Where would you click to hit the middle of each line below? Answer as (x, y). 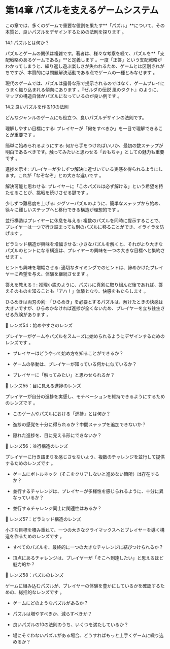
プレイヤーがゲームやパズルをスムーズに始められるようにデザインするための (85, 336)
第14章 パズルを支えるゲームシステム (82, 10)
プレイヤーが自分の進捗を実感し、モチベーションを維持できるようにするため (85, 396)
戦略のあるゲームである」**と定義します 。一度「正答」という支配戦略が (86, 59)
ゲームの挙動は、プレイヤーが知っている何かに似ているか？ (75, 364)
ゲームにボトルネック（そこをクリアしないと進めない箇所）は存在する (86, 474)
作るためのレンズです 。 (39, 536)
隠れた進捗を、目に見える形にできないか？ (57, 435)
